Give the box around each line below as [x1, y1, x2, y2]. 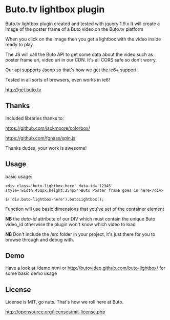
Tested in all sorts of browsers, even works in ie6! [5, 76, 110, 83]
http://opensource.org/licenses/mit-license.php [5, 309, 105, 315]
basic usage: [5, 173, 32, 179]
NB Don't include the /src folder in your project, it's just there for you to [5, 231, 156, 237]
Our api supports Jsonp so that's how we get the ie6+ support [5, 67, 137, 73]
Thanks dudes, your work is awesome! [5, 145, 87, 151]
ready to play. [5, 41, 34, 47]
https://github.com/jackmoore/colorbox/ [5, 125, 91, 131]
